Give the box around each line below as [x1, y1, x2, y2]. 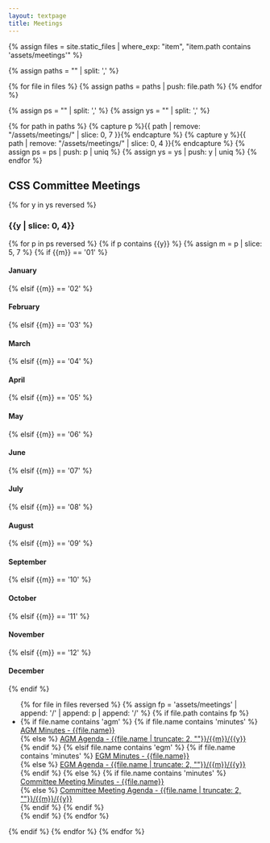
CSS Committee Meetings [8, 178, 141, 192]
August [8, 520, 34, 530]
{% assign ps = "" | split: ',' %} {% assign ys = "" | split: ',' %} [8, 106, 210, 115]
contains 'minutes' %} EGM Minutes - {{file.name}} [19, 751, 189, 761]
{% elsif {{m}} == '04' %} [8, 357, 93, 366]
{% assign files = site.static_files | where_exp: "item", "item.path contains [8, 41, 251, 51]
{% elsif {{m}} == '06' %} [8, 429, 93, 439]
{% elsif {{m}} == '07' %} [8, 465, 93, 475]
